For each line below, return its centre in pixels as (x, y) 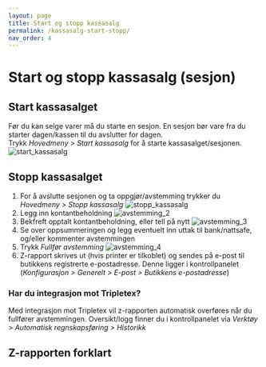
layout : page (30, 16)
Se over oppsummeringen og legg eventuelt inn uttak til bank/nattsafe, (136, 230)
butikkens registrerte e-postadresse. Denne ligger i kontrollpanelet (129, 264)
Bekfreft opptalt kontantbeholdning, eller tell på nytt (105, 221)
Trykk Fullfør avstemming (62, 247)
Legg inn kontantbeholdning (66, 213)
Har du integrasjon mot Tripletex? (75, 293)
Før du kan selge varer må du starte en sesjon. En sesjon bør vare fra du (127, 126)
